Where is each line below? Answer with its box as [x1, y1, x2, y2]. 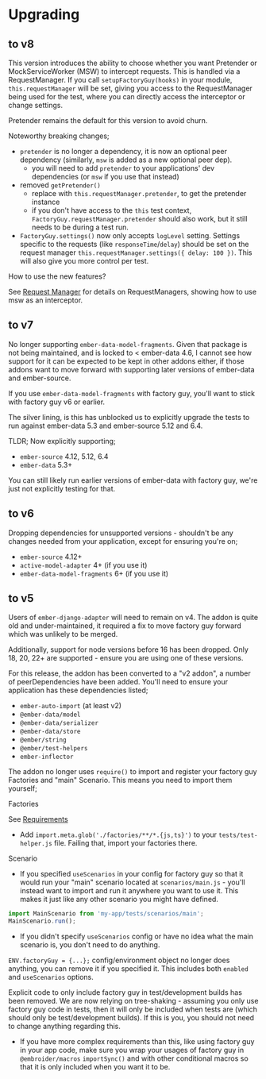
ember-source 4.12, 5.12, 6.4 [19, 451, 109, 461]
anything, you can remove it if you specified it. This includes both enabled [8, 964, 249, 973]
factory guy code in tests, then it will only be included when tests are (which [8, 1004, 258, 1014]
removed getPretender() [19, 180, 101, 190]
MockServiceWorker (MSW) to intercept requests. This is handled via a [8, 67, 241, 76]
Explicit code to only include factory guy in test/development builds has [8, 988, 242, 997]
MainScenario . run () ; [8, 917, 77, 926]
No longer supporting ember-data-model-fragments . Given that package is [8, 339, 248, 349]
